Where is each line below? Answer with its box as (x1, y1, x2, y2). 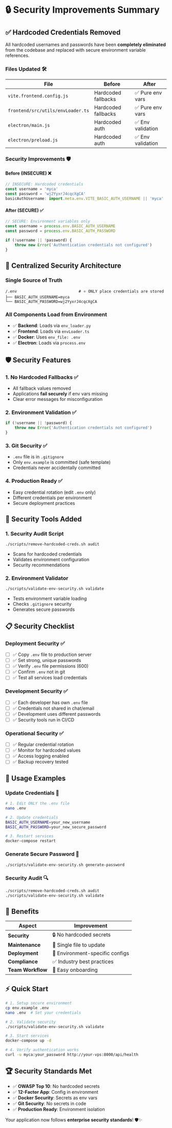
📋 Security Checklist (5, 622, 75, 630)
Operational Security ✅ (5, 730, 64, 737)
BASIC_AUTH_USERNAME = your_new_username (5, 820, 91, 825)
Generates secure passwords (12, 606, 75, 612)
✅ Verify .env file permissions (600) (12, 663, 89, 669)
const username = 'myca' (5, 186, 58, 192)
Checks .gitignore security (12, 601, 72, 607)
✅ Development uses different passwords (12, 711, 101, 717)
